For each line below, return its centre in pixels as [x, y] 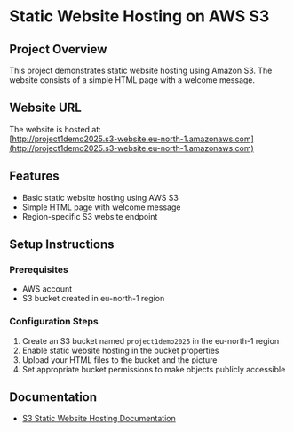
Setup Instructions [62, 245]
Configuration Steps [54, 322]
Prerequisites [39, 269]
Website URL [45, 108]
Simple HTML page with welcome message [101, 207]
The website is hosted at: [56, 129]
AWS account [47, 289]
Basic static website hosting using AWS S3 [100, 197]
